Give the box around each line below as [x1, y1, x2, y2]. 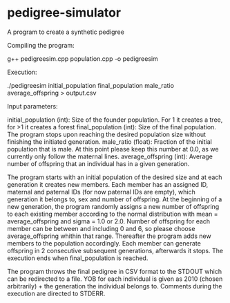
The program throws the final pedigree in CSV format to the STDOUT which [7, 267, 222, 275]
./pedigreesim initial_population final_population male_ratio [7, 81, 175, 89]
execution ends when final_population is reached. [7, 254, 148, 262]
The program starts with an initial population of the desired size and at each [7, 173, 222, 181]
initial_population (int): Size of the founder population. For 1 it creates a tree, [7, 116, 223, 124]
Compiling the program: [7, 41, 75, 49]
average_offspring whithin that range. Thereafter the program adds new [7, 232, 212, 240]
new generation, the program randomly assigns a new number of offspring [7, 202, 220, 210]
